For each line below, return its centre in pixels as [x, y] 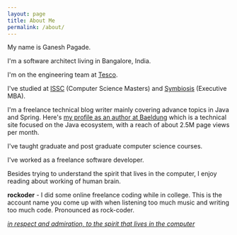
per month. [23, 133]
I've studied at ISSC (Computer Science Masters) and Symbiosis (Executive [117, 89]
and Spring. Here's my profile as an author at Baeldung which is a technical [117, 117]
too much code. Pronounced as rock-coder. [71, 210]
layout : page [27, 14]
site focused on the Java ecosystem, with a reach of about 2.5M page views [118, 125]
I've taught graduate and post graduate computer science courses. [105, 146]
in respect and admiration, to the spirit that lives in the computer [101, 224]
